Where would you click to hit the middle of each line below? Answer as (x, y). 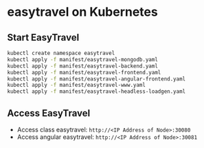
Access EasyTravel (49, 113)
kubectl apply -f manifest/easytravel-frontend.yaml (84, 72)
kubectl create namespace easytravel (61, 53)
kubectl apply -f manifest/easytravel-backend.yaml (82, 66)
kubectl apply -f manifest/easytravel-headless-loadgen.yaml (97, 92)
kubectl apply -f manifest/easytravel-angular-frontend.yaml (97, 79)
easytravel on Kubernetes (82, 12)
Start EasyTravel (43, 38)
